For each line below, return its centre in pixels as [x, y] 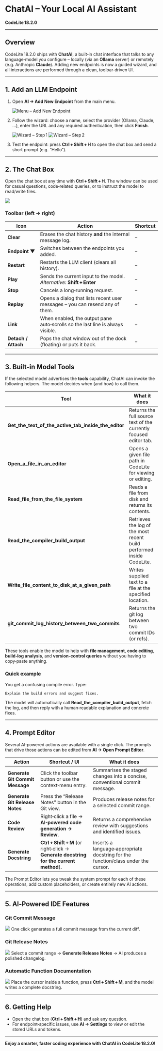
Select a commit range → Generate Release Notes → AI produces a [79, 953]
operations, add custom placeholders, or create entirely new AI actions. [76, 884]
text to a [138, 582]
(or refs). [139, 639]
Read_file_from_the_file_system [45, 499]
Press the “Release [62, 796]
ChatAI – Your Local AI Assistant [71, 9]
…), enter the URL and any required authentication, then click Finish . [80, 125]
